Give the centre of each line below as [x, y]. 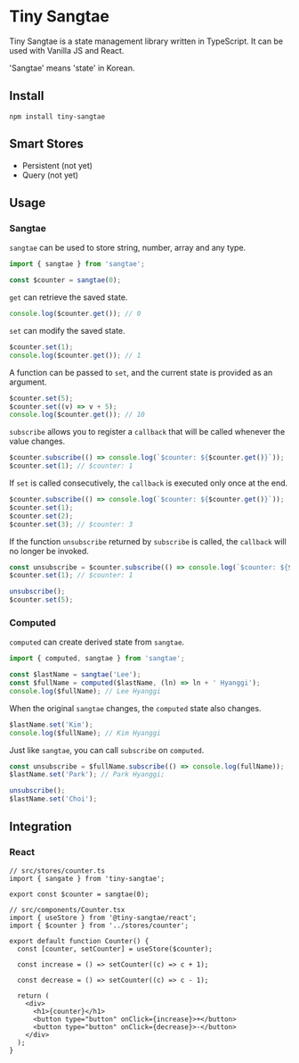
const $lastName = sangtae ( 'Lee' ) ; [75, 675]
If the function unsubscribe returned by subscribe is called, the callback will [148, 541]
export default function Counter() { [79, 941]
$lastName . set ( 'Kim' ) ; [51, 725]
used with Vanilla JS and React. [67, 50]
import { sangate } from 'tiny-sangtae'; [87, 878]
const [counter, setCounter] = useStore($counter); [115, 949]
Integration [41, 827]
